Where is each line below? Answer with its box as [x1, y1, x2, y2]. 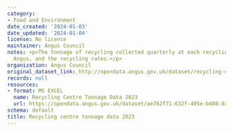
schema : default [7, 107, 54, 114]
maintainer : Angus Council [7, 42, 85, 49]
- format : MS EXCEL [7, 87, 64, 94]
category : [7, 10, 36, 17]
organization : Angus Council [7, 62, 92, 69]
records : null [7, 74, 49, 82]
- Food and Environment [7, 17, 76, 24]
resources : [7, 81, 39, 88]
